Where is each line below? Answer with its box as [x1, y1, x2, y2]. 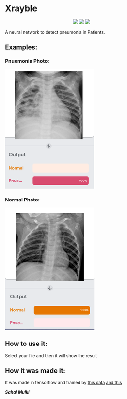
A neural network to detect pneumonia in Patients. [5, 29, 105, 35]
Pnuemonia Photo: [5, 58, 49, 65]
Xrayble [5, 3, 38, 14]
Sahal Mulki [5, 389, 30, 395]
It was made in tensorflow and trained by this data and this [5, 380, 122, 385]
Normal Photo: [5, 196, 40, 203]
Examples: [5, 43, 38, 52]
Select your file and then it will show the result [5, 352, 97, 358]
